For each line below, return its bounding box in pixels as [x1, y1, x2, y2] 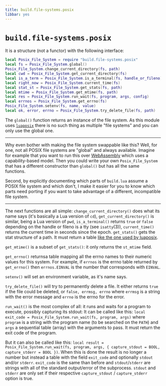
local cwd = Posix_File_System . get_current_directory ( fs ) [5, 71, 127, 76]
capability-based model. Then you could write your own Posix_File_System [5, 157, 158, 164]
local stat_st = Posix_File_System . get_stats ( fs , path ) [5, 85, 123, 90]
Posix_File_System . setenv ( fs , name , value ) [5, 104, 96, 109]
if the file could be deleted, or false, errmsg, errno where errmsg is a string [5, 288, 161, 294]
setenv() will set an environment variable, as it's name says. [5, 273, 127, 279]
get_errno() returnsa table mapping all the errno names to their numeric [5, 254, 152, 259]
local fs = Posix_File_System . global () [5, 62, 87, 67]
